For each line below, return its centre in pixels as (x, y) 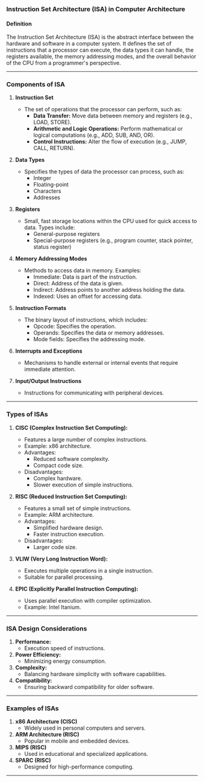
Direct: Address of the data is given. (78, 283)
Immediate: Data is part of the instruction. (85, 277)
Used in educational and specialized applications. (86, 754)
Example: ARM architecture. (59, 514)
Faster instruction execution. (69, 534)
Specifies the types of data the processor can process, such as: (104, 171)
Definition (19, 24)
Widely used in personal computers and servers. (85, 728)
